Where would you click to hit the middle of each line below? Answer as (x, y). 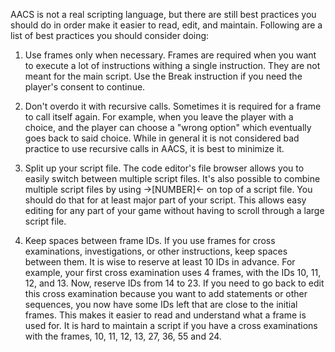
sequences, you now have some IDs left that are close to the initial (161, 304)
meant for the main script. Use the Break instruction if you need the (163, 76)
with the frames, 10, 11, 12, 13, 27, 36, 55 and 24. (123, 336)
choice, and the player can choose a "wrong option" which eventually (168, 127)
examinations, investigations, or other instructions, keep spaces (156, 251)
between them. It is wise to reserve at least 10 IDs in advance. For (160, 262)
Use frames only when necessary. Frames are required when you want (170, 55)
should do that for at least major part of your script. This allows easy (165, 200)
